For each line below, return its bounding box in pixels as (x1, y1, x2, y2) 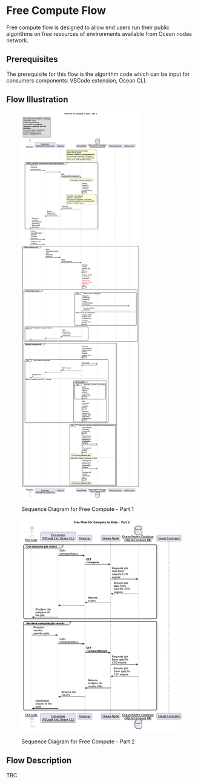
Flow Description (6, 755, 72, 766)
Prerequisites (6, 54, 58, 64)
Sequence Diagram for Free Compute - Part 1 (21, 505, 134, 513)
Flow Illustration (6, 95, 68, 105)
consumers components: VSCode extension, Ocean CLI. (6, 76, 147, 84)
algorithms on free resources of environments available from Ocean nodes (6, 30, 193, 37)
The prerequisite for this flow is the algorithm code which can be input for (6, 70, 190, 78)
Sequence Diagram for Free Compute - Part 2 (21, 738, 135, 745)
